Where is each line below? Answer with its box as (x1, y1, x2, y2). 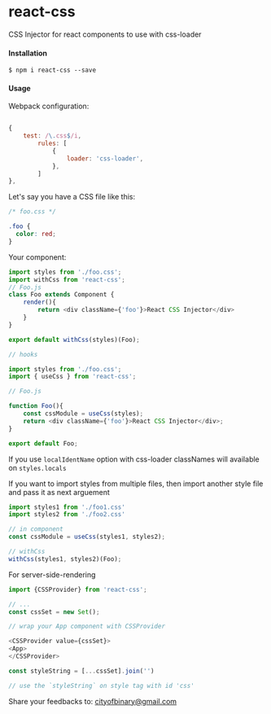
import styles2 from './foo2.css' (8, 510, 126, 519)
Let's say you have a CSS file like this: (8, 192, 136, 202)
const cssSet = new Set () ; (8, 607, 100, 616)
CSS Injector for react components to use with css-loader (8, 29, 202, 39)
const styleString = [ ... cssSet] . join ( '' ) (8, 667, 155, 675)
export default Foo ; (8, 439, 79, 448)
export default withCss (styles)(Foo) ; (8, 335, 140, 344)
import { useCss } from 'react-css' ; (8, 373, 137, 381)
